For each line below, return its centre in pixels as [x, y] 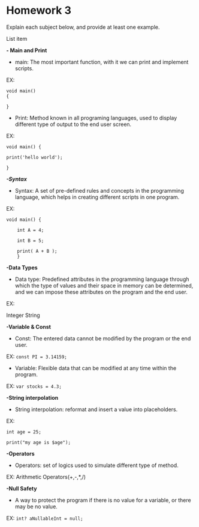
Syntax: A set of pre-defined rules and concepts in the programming [99, 190]
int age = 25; [24, 432]
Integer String [23, 315]
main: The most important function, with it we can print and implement [102, 62]
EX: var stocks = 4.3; [34, 386]
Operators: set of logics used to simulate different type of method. [97, 465]
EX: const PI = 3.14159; [37, 356]
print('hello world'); [34, 157]
